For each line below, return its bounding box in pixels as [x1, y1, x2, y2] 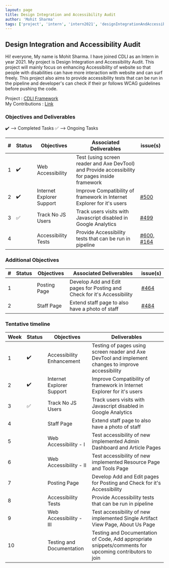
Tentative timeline [5, 320, 50, 327]
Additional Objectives [5, 257, 59, 264]
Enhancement [47, 358, 80, 365]
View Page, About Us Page [92, 521, 155, 528]
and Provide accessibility [76, 166, 135, 174]
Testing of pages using [92, 342, 146, 349]
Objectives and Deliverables [5, 113, 75, 120]
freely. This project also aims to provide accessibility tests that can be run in [5, 75, 163, 81]
